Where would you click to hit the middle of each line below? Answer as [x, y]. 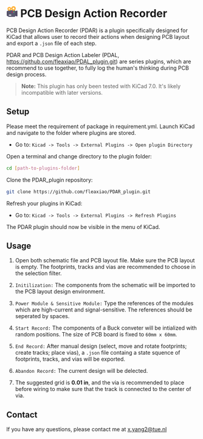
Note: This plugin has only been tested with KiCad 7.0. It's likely [101, 86]
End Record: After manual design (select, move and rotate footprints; [101, 346]
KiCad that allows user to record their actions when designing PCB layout [98, 36]
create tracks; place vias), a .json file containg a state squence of [98, 353]
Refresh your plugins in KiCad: [44, 203]
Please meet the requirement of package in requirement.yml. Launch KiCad [101, 126]
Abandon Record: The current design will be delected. [81, 371]
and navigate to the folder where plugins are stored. [71, 132]
